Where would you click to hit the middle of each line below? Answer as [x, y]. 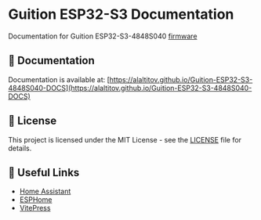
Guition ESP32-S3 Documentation [121, 14]
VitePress [35, 208]
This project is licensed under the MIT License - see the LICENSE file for [125, 139]
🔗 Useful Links [44, 173]
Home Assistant [45, 191]
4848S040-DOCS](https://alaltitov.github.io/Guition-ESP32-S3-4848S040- [130, 88]
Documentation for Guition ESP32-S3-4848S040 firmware [103, 36]
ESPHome [36, 200]
